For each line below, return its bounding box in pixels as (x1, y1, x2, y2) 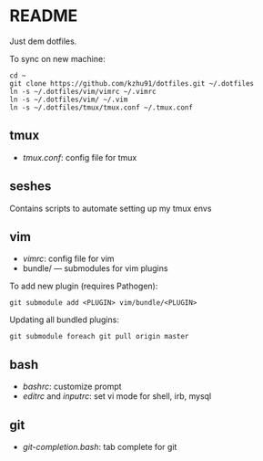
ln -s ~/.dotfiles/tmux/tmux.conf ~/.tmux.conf (9, 102, 194, 112)
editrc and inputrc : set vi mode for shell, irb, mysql (22, 391, 212, 402)
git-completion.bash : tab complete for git (22, 442, 177, 452)
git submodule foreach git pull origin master (9, 332, 189, 341)
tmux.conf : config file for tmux (22, 152, 137, 162)
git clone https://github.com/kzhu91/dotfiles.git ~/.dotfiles (9, 79, 255, 88)
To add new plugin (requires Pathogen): (9, 280, 158, 292)
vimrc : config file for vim (22, 253, 116, 265)
